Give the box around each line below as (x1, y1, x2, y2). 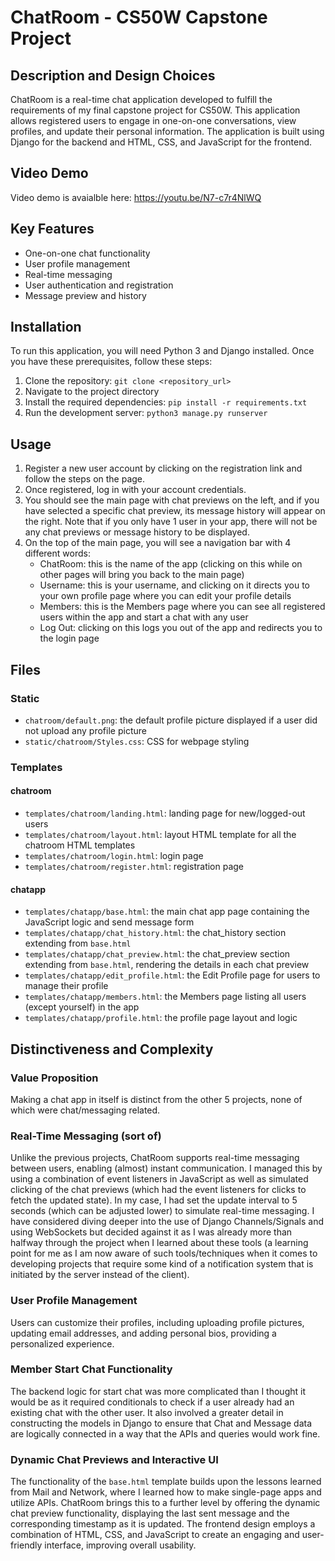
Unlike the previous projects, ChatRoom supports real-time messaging (10, 1152, 300, 1164)
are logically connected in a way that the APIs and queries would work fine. (10, 1427, 321, 1440)
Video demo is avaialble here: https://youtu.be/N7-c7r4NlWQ (10, 191, 262, 203)
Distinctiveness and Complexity (10, 1041, 214, 1058)
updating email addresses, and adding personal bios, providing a (10, 1327, 277, 1339)
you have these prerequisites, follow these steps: (10, 356, 213, 368)
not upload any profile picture (24, 724, 147, 736)
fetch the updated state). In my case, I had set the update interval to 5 (10, 1194, 298, 1206)
